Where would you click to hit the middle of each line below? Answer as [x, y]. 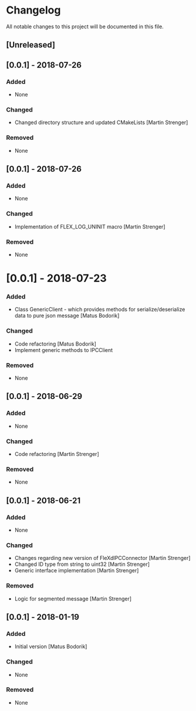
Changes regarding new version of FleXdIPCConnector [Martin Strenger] [102, 558]
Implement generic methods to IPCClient [64, 350]
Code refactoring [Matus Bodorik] [55, 344]
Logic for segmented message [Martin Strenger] [73, 598]
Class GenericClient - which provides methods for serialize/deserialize [100, 310]
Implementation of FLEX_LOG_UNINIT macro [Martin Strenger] [90, 226]
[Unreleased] [31, 45]
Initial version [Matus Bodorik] [51, 646]
